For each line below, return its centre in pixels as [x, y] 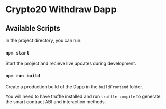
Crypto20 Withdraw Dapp [61, 9]
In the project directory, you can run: [44, 40]
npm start [17, 53]
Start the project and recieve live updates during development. [71, 63]
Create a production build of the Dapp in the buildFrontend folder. [74, 86]
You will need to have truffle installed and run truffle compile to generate [83, 96]
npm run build [23, 76]
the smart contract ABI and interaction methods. [56, 102]
